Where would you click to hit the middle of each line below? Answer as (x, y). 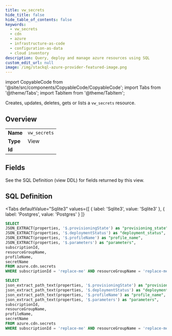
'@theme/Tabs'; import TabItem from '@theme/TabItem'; (65, 93)
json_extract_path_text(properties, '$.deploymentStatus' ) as (73, 290)
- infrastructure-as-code (38, 44)
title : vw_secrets (25, 10)
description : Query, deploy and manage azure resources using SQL (78, 58)
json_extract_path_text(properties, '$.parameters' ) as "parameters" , (82, 300)
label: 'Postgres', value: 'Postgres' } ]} (45, 214)
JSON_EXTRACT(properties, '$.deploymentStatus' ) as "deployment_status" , (86, 233)
